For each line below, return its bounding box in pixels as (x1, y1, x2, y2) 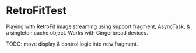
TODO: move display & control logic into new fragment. (6, 40, 138, 47)
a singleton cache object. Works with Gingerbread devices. (6, 29, 149, 36)
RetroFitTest (6, 4, 67, 17)
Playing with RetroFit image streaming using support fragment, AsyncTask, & (6, 23, 190, 30)
